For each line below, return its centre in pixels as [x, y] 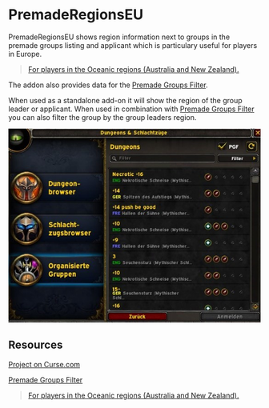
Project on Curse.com [44, 364]
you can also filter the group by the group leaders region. [102, 117]
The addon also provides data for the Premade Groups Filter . [108, 85]
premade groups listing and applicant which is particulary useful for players [133, 45]
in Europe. [25, 54]
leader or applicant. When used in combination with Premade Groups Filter [131, 109]
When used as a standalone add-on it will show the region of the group [125, 100]
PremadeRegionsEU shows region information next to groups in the [119, 37]
